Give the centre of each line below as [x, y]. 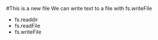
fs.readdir [26, 19]
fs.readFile [28, 26]
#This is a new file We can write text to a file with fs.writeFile [79, 8]
